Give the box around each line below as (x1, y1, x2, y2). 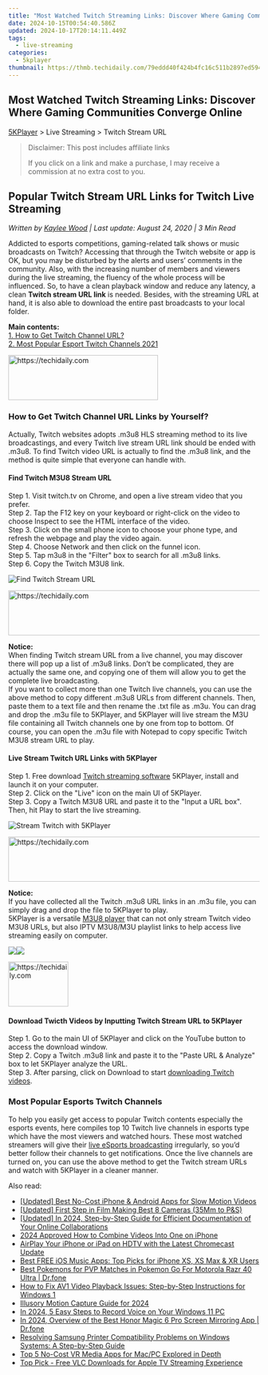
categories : (8, 49, 48, 57)
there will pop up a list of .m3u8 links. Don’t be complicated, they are (8, 659, 235, 668)
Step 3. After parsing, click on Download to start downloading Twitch (8, 1068, 235, 1078)
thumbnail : (8, 64, 45, 72)
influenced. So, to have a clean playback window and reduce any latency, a (8, 281, 256, 291)
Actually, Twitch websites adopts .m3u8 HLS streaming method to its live (8, 429, 248, 439)
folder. (8, 307, 30, 317)
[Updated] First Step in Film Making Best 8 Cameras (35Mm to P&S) (19, 1205, 242, 1214)
